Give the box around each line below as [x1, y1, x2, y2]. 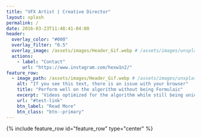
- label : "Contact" [17, 59, 66, 65]
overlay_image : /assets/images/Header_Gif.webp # [11, 48, 138, 54]
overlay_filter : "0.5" [11, 42, 68, 48]
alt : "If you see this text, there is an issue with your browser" [17, 81, 188, 87]
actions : [11, 53, 33, 59]
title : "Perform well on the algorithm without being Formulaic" [17, 87, 184, 93]
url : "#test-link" [17, 97, 63, 103]
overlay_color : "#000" [11, 36, 68, 42]
